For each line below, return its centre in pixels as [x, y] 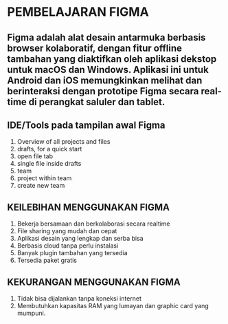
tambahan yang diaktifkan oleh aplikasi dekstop [112, 59]
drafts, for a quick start [49, 149]
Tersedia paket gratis [47, 260]
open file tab [35, 156]
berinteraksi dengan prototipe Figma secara [103, 91]
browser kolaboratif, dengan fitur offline [94, 48]
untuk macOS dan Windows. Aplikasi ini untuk [108, 69]
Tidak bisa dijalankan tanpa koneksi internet [79, 299]
